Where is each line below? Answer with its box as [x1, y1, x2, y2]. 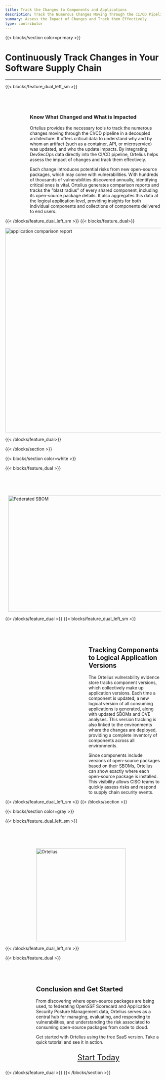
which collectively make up [88, 684, 144, 690]
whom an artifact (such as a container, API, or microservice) [30, 141, 152, 147]
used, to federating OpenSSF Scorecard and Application [36, 1003, 151, 1009]
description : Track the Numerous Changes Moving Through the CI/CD [5, 12, 147, 17]
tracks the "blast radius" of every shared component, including [30, 187, 158, 193]
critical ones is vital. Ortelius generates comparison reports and [30, 182, 159, 188]
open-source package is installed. [88, 773, 158, 779]
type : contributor [5, 21, 43, 26]
